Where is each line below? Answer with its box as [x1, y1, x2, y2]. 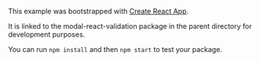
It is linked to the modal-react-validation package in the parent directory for [8, 22, 252, 30]
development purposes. [8, 30, 86, 39]
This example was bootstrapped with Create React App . [8, 7, 189, 15]
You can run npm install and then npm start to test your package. [8, 45, 222, 53]
